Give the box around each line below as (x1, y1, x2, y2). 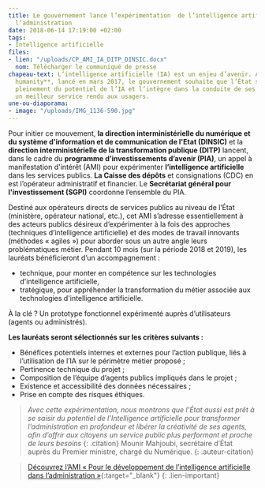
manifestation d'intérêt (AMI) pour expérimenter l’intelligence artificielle (8, 163, 244, 171)
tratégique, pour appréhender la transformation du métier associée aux (19, 285, 251, 295)
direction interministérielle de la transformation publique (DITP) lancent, (8, 145, 248, 155)
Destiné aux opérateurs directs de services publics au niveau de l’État (8, 203, 235, 212)
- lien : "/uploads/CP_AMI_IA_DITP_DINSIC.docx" (8, 56, 168, 64)
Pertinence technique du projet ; (19, 365, 125, 374)
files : (8, 48, 30, 56)
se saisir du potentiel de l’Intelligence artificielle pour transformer (27, 414, 241, 422)
